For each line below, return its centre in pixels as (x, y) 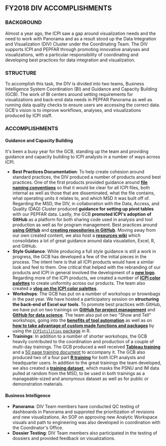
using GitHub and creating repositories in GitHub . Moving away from (84, 230)
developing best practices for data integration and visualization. (70, 60)
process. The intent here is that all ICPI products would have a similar (83, 262)
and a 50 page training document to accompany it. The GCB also (79, 352)
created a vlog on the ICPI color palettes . (55, 289)
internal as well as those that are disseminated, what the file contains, (83, 193)
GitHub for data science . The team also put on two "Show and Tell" (82, 315)
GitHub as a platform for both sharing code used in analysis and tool (83, 220)
